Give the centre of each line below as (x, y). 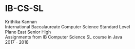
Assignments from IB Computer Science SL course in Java (64, 37)
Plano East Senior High (28, 32)
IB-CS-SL (24, 8)
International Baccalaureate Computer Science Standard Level (67, 26)
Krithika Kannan (21, 22)
